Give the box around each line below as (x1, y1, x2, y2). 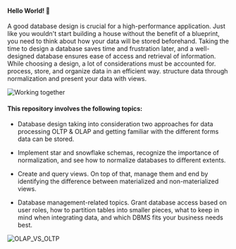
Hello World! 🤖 (7, 6, 51, 15)
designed (7, 52, 35, 61)
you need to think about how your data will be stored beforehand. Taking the (7, 37, 230, 46)
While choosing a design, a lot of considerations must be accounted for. (7, 59, 216, 68)
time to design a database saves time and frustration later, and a (7, 44, 194, 53)
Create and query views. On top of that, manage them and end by (17, 170, 209, 178)
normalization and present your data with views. (7, 75, 147, 83)
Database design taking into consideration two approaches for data (17, 120, 213, 128)
